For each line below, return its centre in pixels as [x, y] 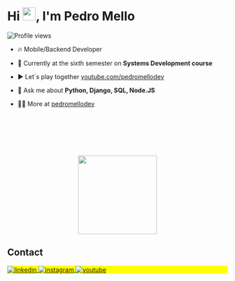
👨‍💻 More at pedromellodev [56, 103]
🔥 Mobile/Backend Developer [60, 49]
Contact [25, 253]
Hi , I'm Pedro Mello [71, 16]
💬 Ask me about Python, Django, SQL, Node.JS [86, 90]
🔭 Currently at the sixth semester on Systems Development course [115, 63]
